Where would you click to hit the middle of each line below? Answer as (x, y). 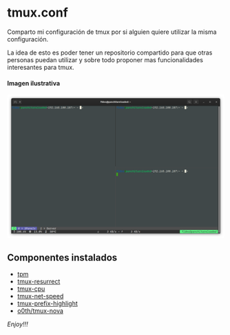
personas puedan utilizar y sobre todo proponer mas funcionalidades (105, 59)
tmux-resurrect (39, 282)
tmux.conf (38, 13)
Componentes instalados (62, 257)
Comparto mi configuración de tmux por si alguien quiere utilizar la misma (112, 32)
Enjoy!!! (18, 324)
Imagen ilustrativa (34, 83)
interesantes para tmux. (41, 67)
